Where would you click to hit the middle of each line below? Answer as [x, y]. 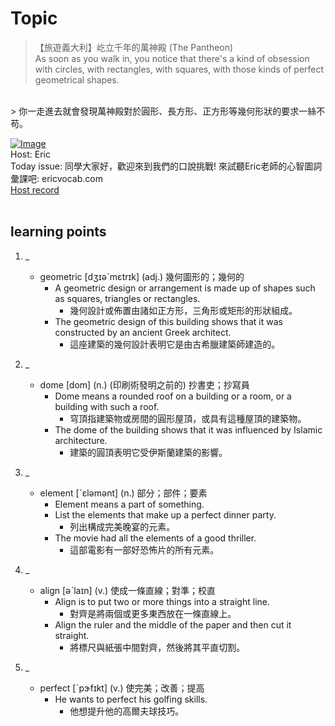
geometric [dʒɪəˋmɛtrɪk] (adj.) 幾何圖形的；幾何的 [142, 276]
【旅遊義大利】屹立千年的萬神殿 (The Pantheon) [134, 47]
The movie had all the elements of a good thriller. [155, 538]
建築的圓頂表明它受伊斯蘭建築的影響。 [148, 452]
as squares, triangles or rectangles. [127, 298]
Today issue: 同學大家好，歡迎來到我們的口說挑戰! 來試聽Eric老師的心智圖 [162, 166]
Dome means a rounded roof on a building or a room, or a [173, 396]
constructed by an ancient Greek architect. [143, 332]
